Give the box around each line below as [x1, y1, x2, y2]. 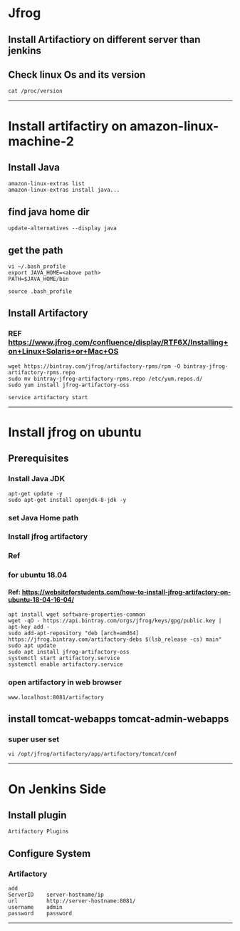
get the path [8, 244, 63, 256]
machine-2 [8, 133, 74, 149]
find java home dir [8, 205, 90, 218]
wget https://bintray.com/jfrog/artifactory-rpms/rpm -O [8, 362, 181, 370]
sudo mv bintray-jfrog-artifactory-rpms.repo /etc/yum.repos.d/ [8, 375, 203, 382]
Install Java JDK [8, 474, 66, 484]
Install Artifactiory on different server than [8, 34, 201, 46]
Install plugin [8, 809, 67, 821]
